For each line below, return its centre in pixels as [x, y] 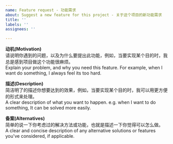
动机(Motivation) [23, 49]
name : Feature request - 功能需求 [41, 10]
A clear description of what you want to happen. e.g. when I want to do [81, 102]
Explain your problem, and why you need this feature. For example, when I [84, 68]
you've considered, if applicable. [40, 136]
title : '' [16, 20]
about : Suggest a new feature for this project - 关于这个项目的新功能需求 [84, 15]
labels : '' [17, 24]
